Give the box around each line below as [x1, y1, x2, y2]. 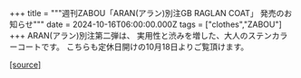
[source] [9, 59, 42, 70]
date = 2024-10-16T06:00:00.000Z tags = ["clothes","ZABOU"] [46, 19, 283, 30]
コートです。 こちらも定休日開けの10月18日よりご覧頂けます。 [16, 41, 249, 52]
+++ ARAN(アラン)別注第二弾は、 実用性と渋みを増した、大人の [9, 30, 248, 40]
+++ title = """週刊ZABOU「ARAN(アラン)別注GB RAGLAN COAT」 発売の [9, 8, 285, 18]
